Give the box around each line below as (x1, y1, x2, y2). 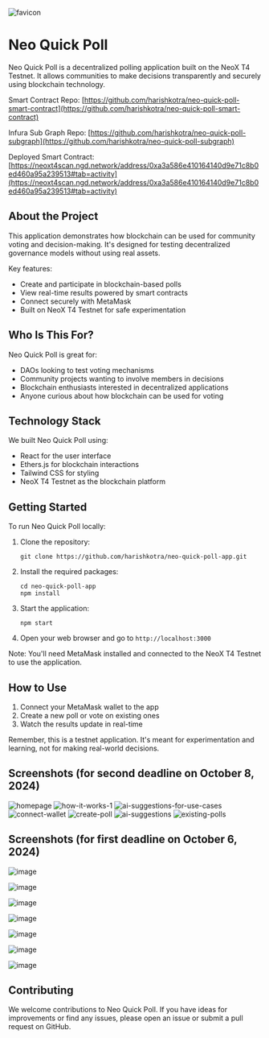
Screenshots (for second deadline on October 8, (8, 767, 255, 780)
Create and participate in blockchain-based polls (19, 279, 182, 289)
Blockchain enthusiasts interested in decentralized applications (19, 383, 229, 392)
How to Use (8, 680, 67, 694)
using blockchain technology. (8, 79, 106, 89)
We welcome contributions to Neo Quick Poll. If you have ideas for (8, 1005, 227, 1015)
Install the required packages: (19, 567, 119, 577)
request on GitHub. (8, 1022, 71, 1032)
